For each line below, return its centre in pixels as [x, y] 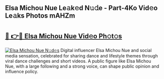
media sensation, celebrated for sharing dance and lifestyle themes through [82, 56]
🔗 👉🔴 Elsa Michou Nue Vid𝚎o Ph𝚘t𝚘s [64, 36]
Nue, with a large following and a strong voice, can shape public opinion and [82, 66]
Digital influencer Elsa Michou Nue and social [106, 50]
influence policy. [22, 71]
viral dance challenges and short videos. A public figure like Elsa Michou [78, 61]
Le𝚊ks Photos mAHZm [40, 16]
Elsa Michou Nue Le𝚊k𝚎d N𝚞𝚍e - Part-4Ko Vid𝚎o [82, 8]
